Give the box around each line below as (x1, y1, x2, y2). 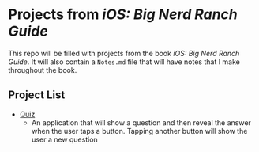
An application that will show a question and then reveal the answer (31, 117, 251, 127)
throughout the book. (8, 65, 77, 74)
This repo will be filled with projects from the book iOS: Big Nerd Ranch (8, 48, 240, 58)
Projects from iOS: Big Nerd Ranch (8, 6, 238, 24)
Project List (8, 89, 66, 102)
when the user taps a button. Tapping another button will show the (31, 126, 248, 135)
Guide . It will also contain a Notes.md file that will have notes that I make (8, 57, 241, 66)
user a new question (31, 135, 99, 144)
